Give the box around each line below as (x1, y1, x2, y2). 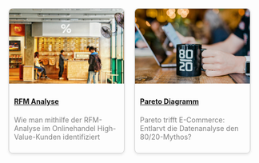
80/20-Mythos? (140, 132, 192, 141)
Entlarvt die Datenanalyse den (140, 124, 239, 133)
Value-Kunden (14, 132, 62, 141)
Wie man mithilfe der (14, 115, 82, 125)
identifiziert (62, 132, 101, 141)
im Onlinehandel (42, 124, 96, 133)
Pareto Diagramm (140, 97, 199, 106)
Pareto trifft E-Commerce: (140, 115, 225, 125)
